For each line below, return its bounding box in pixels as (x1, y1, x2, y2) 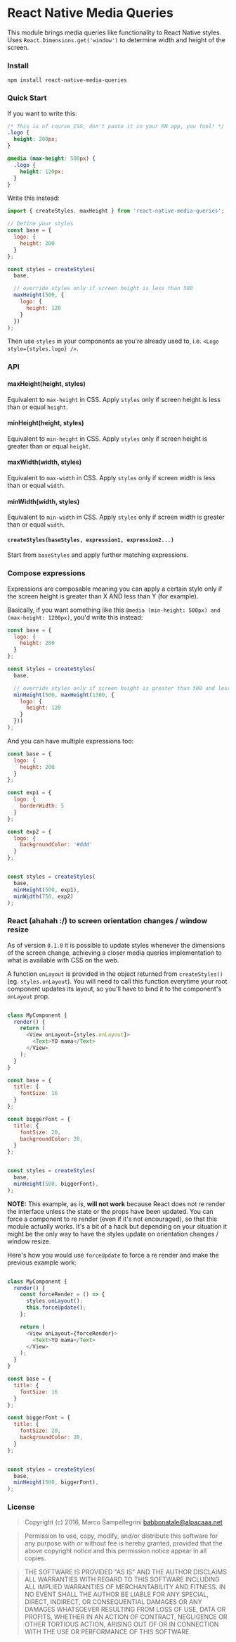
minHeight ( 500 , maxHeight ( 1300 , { (13, 691, 114, 698)
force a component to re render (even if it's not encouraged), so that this (7, 1215, 218, 1223)
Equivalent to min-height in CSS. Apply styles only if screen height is (7, 434, 208, 443)
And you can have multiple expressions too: (7, 737, 134, 745)
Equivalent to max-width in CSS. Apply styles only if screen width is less (7, 473, 216, 482)
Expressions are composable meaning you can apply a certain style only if (7, 584, 223, 593)
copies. (24, 1554, 46, 1562)
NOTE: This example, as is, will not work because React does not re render (7, 1199, 226, 1208)
